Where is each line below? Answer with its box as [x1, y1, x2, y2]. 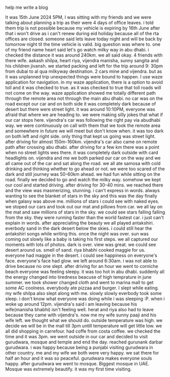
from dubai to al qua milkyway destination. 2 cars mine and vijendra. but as [5, 68, 162, 74]
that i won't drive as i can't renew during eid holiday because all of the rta [5, 31, 159, 36]
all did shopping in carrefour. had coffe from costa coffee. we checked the [5, 328, 161, 334]
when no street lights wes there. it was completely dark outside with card [5, 150, 158, 155]
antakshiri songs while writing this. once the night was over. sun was [5, 231, 149, 236]
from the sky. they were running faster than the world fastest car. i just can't [5, 214, 164, 221]
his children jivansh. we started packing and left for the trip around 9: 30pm [5, 63, 163, 69]
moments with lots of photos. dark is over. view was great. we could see [5, 241, 156, 248]
